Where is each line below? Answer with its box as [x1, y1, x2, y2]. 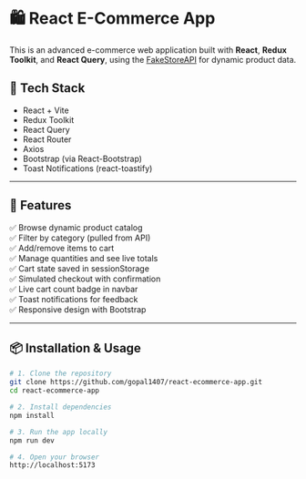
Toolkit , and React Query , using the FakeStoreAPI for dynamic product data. [9, 54, 297, 65]
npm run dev [9, 435, 55, 445]
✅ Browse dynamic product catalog [9, 221, 143, 233]
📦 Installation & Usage [9, 340, 141, 356]
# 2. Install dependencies [9, 403, 112, 412]
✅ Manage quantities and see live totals [9, 252, 158, 263]
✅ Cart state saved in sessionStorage [9, 262, 150, 274]
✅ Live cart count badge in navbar [9, 283, 138, 294]
